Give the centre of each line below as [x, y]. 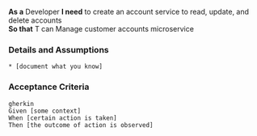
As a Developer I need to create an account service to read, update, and [128, 12]
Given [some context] [45, 111]
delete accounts [35, 20]
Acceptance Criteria [49, 87]
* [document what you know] [56, 67]
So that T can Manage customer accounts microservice [101, 29]
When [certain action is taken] [63, 118]
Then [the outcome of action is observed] [81, 125]
